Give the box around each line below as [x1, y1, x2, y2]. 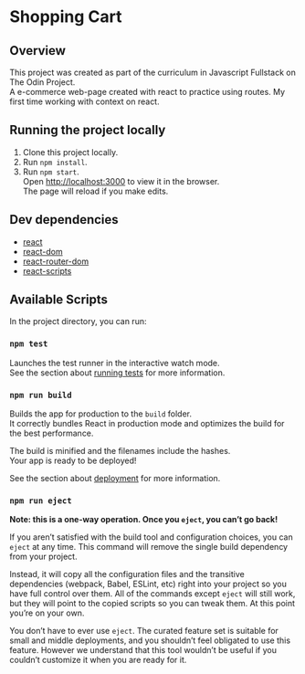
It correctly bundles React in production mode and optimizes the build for [9, 418, 285, 429]
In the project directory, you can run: [9, 316, 147, 327]
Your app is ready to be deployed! [9, 455, 137, 467]
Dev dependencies [9, 212, 119, 227]
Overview [9, 43, 67, 58]
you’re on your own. [9, 607, 85, 618]
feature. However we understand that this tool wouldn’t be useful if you [9, 645, 277, 656]
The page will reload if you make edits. [22, 185, 169, 196]
